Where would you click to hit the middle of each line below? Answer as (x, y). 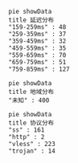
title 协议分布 (31, 123)
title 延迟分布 (31, 20)
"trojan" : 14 (32, 151)
